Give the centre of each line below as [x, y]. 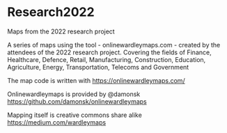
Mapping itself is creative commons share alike [75, 115]
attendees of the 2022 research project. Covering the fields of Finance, [109, 52]
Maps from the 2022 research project [61, 31]
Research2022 [51, 12]
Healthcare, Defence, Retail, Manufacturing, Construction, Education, [107, 59]
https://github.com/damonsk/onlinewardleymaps [77, 101]
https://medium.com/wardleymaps [57, 122]
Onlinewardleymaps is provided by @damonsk [74, 94]
